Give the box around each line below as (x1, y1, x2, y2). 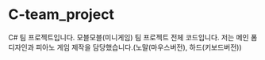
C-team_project (8, 6, 115, 24)
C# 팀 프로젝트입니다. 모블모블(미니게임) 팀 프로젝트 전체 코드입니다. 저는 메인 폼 (8, 32, 258, 42)
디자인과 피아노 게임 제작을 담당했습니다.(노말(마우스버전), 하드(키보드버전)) (8, 42, 242, 52)
